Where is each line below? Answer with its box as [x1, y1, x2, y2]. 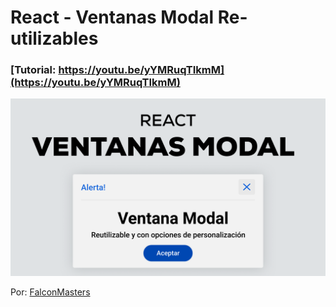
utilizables [10, 27, 99, 50]
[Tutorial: [10, 63, 57, 77]
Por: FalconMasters [10, 286, 91, 298]
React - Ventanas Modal [10, 6, 215, 29]
